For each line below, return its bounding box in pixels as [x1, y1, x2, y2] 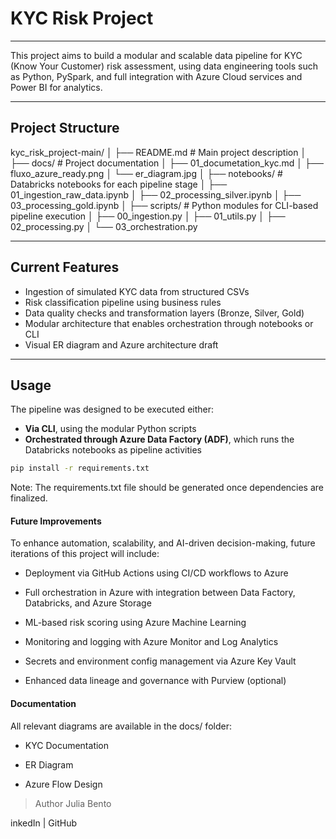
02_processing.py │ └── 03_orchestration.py [10, 220, 198, 232]
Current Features [10, 259, 120, 276]
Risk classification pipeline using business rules [24, 296, 222, 308]
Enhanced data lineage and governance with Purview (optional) [24, 675, 287, 687]
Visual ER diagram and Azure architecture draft [24, 338, 219, 351]
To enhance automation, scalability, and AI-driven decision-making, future [10, 537, 316, 549]
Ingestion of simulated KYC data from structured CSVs [24, 285, 250, 297]
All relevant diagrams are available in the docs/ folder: [10, 720, 232, 732]
